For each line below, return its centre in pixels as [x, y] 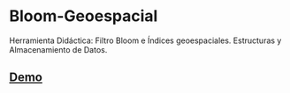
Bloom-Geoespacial [84, 16]
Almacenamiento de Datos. [58, 49]
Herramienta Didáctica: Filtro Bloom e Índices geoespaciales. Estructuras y [145, 40]
